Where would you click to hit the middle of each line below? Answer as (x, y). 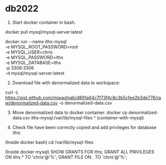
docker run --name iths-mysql (36, 41)
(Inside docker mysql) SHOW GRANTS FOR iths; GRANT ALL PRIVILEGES (80, 152)
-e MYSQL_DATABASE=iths (33, 62)
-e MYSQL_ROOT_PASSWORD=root (42, 47)
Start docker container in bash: (44, 22)
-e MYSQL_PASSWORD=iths (34, 57)
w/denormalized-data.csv (31, 103)
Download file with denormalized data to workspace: (66, 83)
